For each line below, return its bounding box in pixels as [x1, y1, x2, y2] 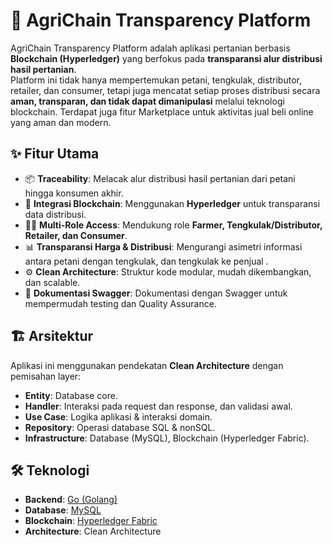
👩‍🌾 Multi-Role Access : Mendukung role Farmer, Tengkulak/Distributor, [24, 219, 323, 231]
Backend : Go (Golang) [24, 494, 118, 506]
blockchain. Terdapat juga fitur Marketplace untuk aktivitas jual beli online [10, 105, 314, 118]
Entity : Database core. [24, 389, 118, 401]
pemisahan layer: [10, 370, 82, 382]
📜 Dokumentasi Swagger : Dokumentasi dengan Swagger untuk [24, 287, 288, 299]
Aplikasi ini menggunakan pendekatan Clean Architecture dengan [10, 359, 284, 371]
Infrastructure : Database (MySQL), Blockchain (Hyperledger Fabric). [24, 432, 310, 444]
